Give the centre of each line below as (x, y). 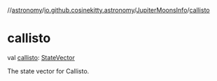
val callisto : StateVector (41, 57)
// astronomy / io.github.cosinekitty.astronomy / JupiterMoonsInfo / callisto (108, 10)
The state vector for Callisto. (48, 71)
